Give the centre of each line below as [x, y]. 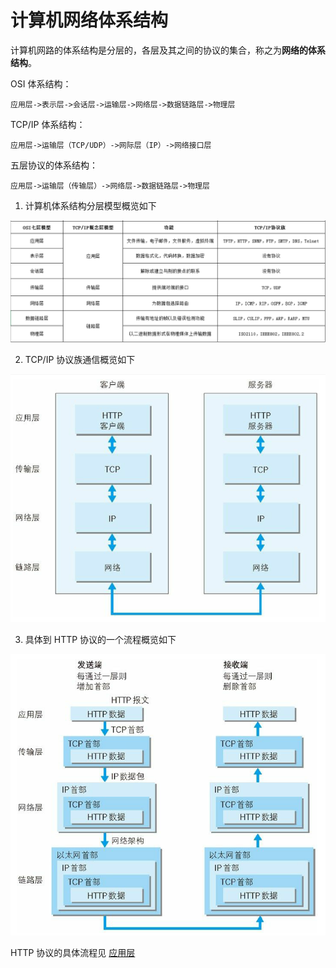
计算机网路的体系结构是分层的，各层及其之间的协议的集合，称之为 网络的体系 [168, 50]
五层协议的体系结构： [54, 165]
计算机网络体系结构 [89, 20]
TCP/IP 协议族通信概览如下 [80, 359]
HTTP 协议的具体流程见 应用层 [73, 953]
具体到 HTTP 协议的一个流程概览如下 [100, 640]
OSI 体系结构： [41, 83]
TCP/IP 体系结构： [48, 124]
